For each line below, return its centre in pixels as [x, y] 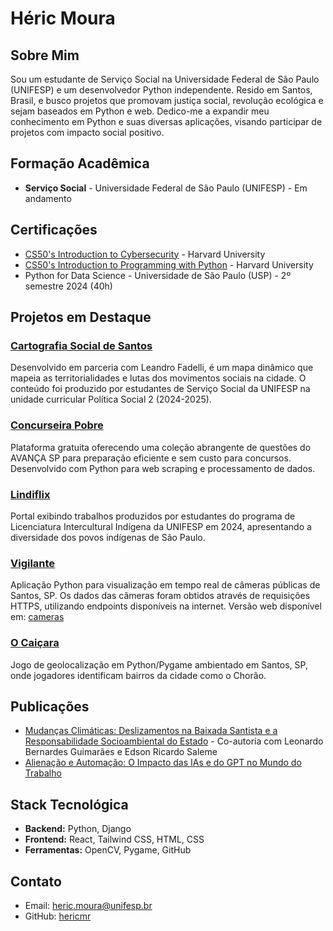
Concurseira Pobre [57, 425]
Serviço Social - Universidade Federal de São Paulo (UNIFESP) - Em [166, 188]
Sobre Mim [45, 55]
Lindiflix [30, 494]
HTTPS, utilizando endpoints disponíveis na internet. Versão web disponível [166, 606]
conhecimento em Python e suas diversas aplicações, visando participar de [166, 121]
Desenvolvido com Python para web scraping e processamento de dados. [163, 468]
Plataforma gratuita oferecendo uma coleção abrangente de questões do [161, 447]
